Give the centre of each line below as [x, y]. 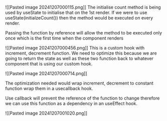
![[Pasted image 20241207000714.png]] [46, 73]
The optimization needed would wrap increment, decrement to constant [79, 83]
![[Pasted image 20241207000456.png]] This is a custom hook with [75, 48]
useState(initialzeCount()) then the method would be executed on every [79, 18]
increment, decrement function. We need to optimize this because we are [81, 53]
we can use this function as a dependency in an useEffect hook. [71, 103]
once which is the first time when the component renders [64, 38]
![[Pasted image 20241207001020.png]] [46, 113]
